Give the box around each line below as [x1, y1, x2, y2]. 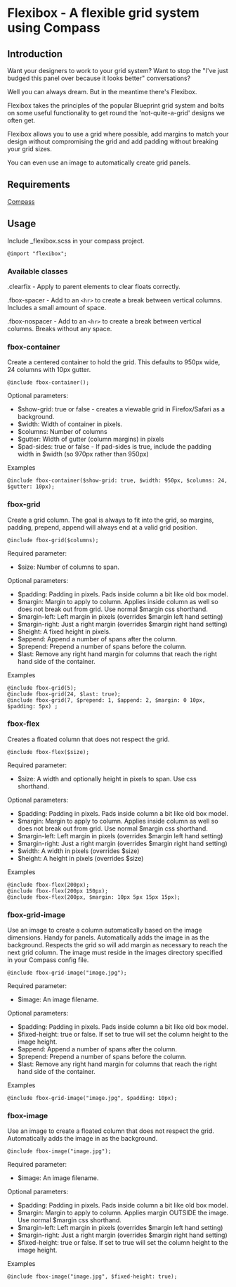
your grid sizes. [7, 145, 53, 153]
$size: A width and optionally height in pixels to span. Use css [17, 774, 197, 783]
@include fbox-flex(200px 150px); [7, 888, 109, 895]
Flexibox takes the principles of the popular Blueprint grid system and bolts [7, 101, 225, 110]
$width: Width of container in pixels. [17, 420, 123, 428]
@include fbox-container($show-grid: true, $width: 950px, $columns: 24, [7, 477, 228, 485]
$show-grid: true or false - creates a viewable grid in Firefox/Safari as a [17, 405, 225, 414]
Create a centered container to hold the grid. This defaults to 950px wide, [7, 358, 221, 366]
